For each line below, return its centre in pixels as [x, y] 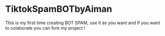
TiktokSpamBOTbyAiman [59, 9]
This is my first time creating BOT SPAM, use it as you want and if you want [82, 23]
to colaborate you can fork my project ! [45, 28]
